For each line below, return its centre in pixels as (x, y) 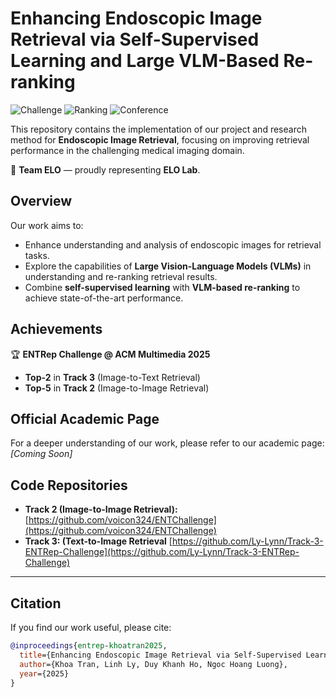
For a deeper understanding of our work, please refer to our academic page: (167, 443)
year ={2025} (44, 673)
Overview (41, 201)
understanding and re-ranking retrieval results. (121, 276)
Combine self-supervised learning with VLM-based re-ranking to (162, 287)
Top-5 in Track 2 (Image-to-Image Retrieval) (117, 388)
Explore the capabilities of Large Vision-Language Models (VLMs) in (168, 266)
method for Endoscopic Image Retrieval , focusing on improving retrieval (160, 139)
